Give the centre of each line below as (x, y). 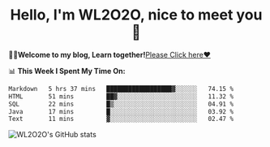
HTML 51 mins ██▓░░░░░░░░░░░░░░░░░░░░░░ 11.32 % (121, 96)
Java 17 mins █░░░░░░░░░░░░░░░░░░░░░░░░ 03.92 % (121, 111)
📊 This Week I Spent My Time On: (67, 71)
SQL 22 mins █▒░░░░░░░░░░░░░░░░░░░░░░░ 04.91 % (121, 104)
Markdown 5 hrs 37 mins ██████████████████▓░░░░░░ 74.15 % (121, 89)
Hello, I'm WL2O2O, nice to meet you (136, 15)
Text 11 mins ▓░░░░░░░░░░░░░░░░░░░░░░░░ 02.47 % (121, 119)
